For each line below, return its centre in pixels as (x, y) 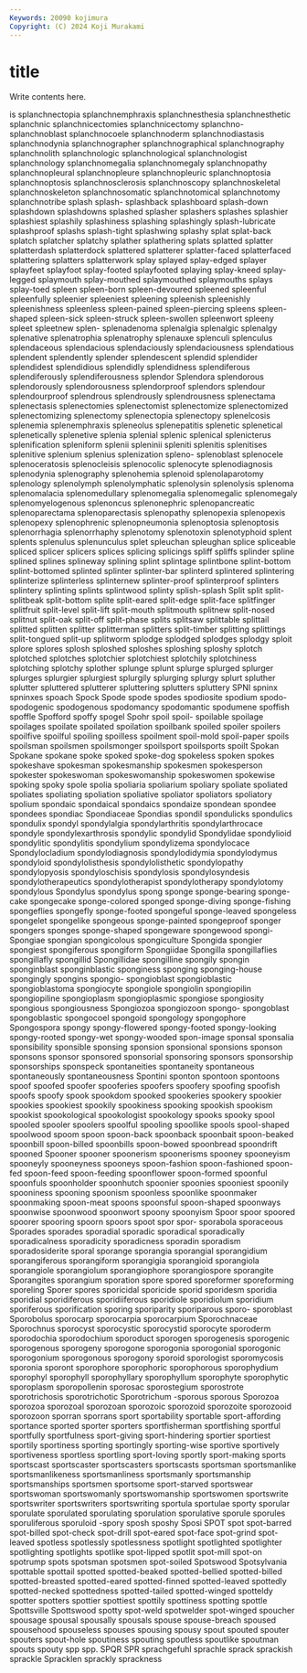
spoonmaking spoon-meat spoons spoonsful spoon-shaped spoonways (145, 1202)
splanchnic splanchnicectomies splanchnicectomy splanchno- (127, 124)
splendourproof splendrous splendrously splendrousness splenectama (143, 396)
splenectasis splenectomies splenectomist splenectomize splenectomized (149, 406)
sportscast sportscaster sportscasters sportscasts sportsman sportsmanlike (153, 1465)
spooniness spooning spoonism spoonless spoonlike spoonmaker (133, 1193)
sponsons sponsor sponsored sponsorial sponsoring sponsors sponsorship (152, 1057)
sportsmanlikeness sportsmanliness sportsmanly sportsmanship (130, 1475)
